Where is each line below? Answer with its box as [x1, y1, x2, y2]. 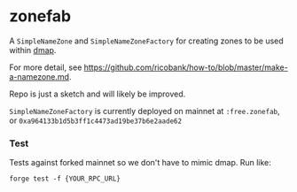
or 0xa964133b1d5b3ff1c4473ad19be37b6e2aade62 [9, 115, 183, 126]
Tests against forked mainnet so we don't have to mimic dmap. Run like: [9, 157, 272, 168]
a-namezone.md [9, 71, 69, 81]
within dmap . [9, 44, 57, 55]
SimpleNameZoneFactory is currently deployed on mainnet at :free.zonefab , [9, 105, 281, 116]
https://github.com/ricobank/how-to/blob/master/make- [83, 62, 288, 73]
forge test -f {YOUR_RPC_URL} [9, 174, 121, 183]
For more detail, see [9, 62, 82, 73]
